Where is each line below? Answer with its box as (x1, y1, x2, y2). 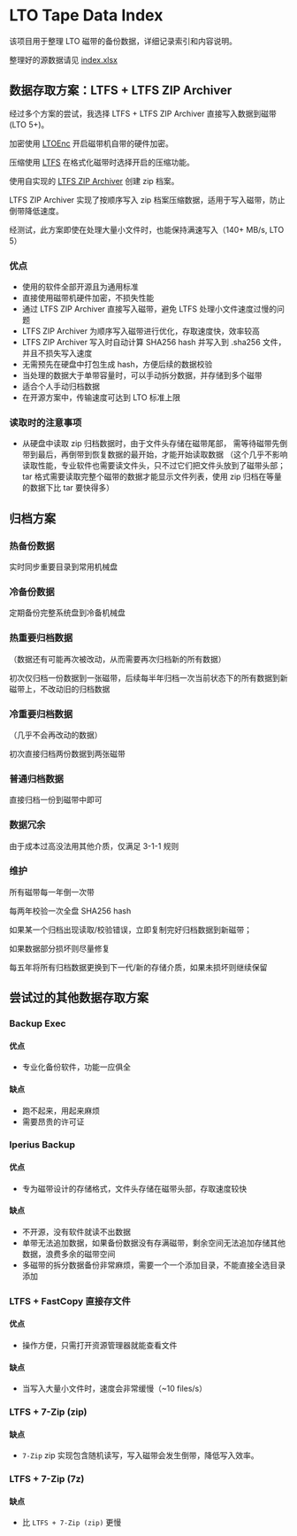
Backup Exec (9, 1017, 66, 1030)
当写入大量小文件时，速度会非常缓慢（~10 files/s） (21, 1383, 208, 1394)
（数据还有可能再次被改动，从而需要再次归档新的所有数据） (9, 653, 226, 664)
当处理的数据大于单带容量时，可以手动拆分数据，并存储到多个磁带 (21, 370, 263, 381)
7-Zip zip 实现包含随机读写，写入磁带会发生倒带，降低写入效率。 (21, 1450, 259, 1461)
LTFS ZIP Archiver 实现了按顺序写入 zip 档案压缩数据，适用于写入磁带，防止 (9, 194, 286, 205)
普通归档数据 (9, 772, 65, 784)
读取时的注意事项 (9, 416, 82, 428)
